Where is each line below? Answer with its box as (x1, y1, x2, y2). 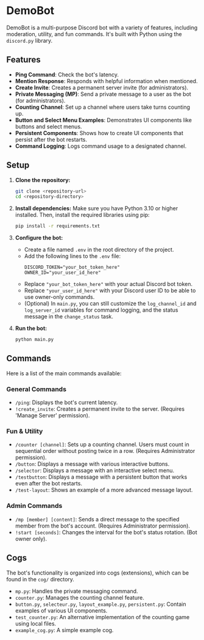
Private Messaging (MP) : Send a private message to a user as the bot (15, 90, 192, 98)
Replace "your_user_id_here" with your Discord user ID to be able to (24, 287, 196, 294)
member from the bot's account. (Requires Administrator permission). (15, 522, 191, 529)
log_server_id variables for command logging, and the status (24, 306, 178, 314)
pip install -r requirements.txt (15, 223, 100, 229)
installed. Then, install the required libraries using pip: (15, 211, 150, 219)
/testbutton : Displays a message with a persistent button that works (15, 473, 188, 480)
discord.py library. (6, 37, 53, 44)
